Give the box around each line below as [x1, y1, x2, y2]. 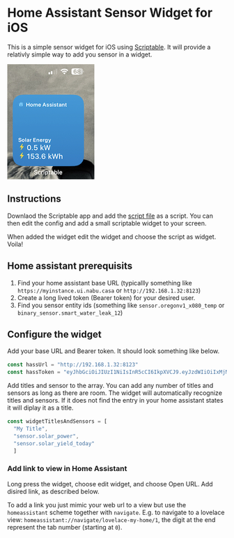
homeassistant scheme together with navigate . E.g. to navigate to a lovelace [7, 508, 225, 516]
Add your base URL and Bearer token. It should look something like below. [7, 347, 220, 355]
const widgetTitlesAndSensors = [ [7, 418, 108, 425]
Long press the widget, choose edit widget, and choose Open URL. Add [7, 479, 214, 488]
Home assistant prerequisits [7, 260, 133, 272]
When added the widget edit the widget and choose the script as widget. [7, 232, 217, 241]
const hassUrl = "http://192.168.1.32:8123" [7, 361, 139, 368]
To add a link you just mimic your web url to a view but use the [7, 500, 187, 509]
